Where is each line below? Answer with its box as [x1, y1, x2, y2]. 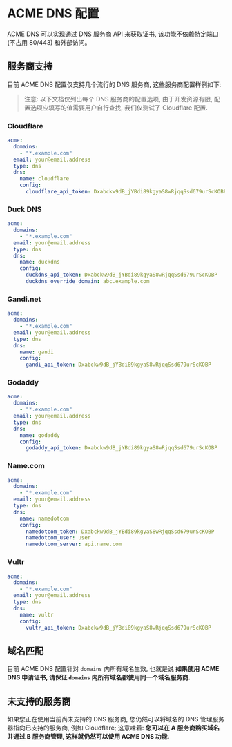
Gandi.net [7, 294, 41, 304]
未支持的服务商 [7, 695, 71, 707]
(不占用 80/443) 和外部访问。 [7, 38, 91, 46]
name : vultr [19, 611, 54, 618]
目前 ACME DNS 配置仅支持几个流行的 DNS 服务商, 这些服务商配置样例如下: [7, 80, 222, 88]
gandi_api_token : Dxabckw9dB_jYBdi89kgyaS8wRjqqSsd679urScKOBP [25, 361, 212, 369]
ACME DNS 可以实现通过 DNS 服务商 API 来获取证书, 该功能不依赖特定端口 [7, 30, 219, 38]
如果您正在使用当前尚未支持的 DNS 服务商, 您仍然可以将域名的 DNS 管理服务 [7, 715, 224, 724]
